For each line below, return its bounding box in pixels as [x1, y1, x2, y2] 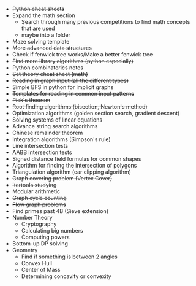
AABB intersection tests [12, 149, 72, 156]
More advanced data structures [12, 44, 92, 52]
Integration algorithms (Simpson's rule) [12, 136, 111, 143]
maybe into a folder [21, 31, 70, 39]
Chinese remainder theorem [12, 129, 83, 136]
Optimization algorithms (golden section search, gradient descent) [12, 110, 180, 117]
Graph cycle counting [12, 195, 67, 201]
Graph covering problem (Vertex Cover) [12, 175, 113, 182]
